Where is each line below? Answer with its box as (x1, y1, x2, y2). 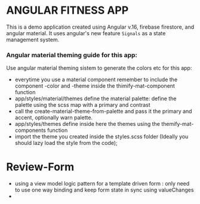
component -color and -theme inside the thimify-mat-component (14, 82, 175, 89)
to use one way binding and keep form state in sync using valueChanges (14, 186, 194, 194)
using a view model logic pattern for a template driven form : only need (14, 180, 190, 187)
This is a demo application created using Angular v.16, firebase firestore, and (6, 23, 195, 30)
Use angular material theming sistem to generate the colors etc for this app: (6, 64, 192, 72)
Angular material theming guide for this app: (6, 51, 137, 59)
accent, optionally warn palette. (14, 114, 93, 121)
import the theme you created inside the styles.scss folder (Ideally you (14, 133, 189, 140)
